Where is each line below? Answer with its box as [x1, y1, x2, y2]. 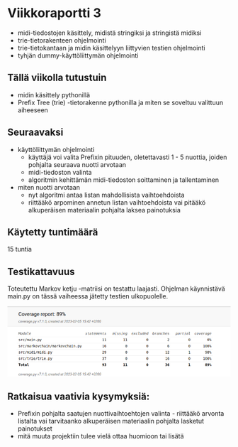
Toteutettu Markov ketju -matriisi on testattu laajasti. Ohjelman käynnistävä [7, 284, 225, 293]
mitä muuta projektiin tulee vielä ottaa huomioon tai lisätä [17, 432, 184, 441]
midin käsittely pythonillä [17, 90, 91, 99]
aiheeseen [17, 105, 48, 114]
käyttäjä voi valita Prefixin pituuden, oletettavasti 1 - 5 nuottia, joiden [28, 153, 227, 161]
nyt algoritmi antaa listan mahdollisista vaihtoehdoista [28, 190, 185, 199]
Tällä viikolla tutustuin [7, 72, 107, 84]
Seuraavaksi [7, 126, 64, 139]
